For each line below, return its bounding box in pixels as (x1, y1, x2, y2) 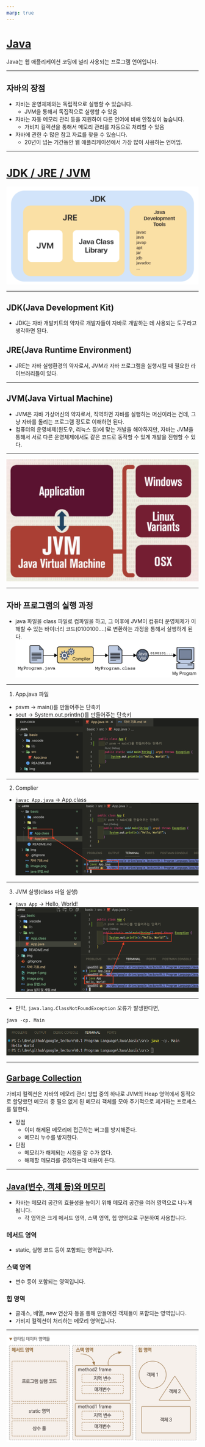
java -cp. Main (6, 1017, 45, 1023)
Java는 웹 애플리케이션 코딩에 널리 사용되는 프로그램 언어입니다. (6, 58, 159, 65)
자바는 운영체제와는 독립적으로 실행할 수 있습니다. (15, 101, 133, 108)
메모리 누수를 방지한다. (24, 1133, 79, 1141)
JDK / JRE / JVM (6, 166, 91, 180)
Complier (15, 784, 38, 792)
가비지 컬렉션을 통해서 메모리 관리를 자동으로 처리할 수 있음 (24, 123, 165, 131)
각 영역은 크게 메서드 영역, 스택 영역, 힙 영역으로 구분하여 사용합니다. (24, 1214, 187, 1222)
